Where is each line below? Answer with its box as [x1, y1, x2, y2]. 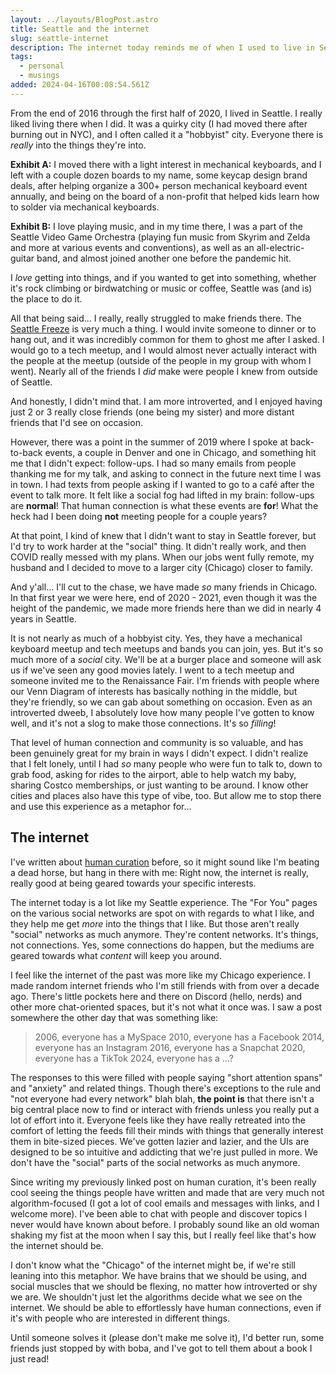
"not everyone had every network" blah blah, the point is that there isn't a [10, 1092, 315, 1105]
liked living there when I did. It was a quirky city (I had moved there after [10, 117, 308, 130]
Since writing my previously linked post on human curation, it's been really [10, 1176, 317, 1188]
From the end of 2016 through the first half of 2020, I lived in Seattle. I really [10, 107, 323, 119]
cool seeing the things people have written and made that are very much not [10, 1186, 325, 1198]
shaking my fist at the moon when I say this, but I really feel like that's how [10, 1229, 317, 1241]
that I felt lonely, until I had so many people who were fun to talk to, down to [10, 757, 323, 770]
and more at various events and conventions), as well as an [10, 241, 255, 253]
